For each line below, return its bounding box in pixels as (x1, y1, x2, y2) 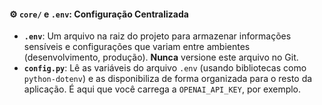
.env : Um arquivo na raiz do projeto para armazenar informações (23, 30, 292, 42)
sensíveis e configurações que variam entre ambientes (23, 41, 251, 53)
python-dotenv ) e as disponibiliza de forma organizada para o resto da (23, 73, 313, 85)
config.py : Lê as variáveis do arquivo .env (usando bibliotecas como (23, 62, 307, 74)
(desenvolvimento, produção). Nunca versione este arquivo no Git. (23, 51, 299, 64)
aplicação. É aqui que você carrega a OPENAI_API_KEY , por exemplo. (23, 83, 302, 95)
